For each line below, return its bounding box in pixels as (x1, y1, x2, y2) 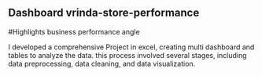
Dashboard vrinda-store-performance (8, 6, 200, 20)
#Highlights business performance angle (8, 27, 140, 36)
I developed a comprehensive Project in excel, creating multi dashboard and (8, 42, 255, 52)
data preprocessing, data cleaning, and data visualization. (8, 59, 196, 68)
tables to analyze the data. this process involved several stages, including (8, 50, 247, 60)
